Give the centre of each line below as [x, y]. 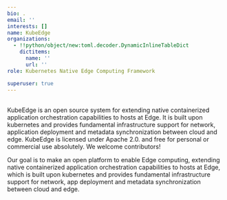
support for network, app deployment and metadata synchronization [104, 182]
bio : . [17, 13]
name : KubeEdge [29, 33]
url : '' [36, 65]
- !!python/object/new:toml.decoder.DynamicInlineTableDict [101, 45]
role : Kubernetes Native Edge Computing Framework [81, 71]
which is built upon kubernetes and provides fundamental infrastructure [109, 175]
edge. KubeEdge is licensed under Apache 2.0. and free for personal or [108, 140]
